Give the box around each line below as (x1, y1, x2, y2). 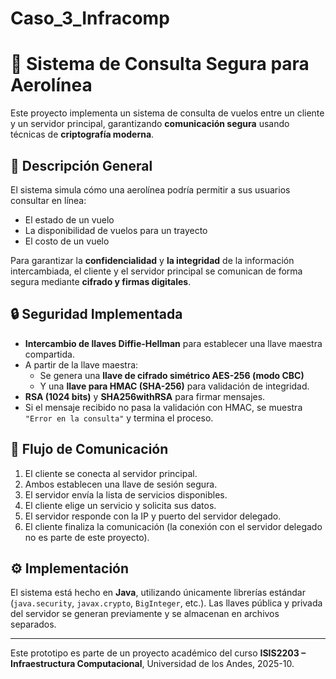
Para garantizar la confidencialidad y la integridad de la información (10, 254, 295, 266)
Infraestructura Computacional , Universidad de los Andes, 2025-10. (10, 658, 295, 670)
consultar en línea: (10, 194, 87, 206)
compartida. (24, 348, 75, 360)
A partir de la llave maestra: (24, 358, 139, 371)
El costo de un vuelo (24, 235, 110, 247)
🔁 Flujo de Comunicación (10, 441, 169, 458)
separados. (10, 618, 57, 631)
